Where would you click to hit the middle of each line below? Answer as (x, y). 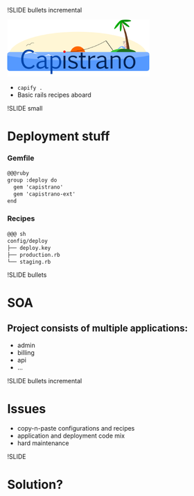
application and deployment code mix (71, 435)
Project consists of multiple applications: (98, 329)
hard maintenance (43, 443)
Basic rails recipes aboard (54, 95)
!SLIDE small (25, 108)
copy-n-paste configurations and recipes (76, 428)
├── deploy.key (29, 248)
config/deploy (28, 241)
